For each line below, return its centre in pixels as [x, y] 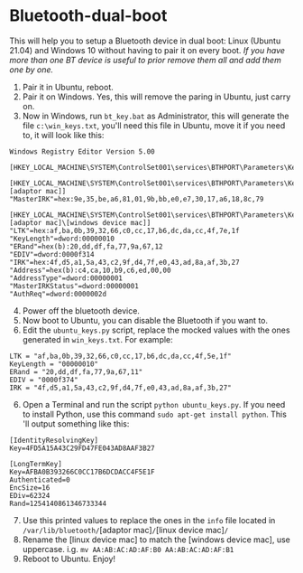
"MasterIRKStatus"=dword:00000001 [74, 286]
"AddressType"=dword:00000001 [66, 278]
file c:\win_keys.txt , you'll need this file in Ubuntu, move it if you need [154, 125]
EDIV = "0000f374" [44, 380]
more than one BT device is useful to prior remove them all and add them [145, 60]
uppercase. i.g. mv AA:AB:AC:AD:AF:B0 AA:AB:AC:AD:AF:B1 [128, 549]
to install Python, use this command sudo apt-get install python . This [154, 414]
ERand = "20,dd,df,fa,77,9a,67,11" [76, 371]
